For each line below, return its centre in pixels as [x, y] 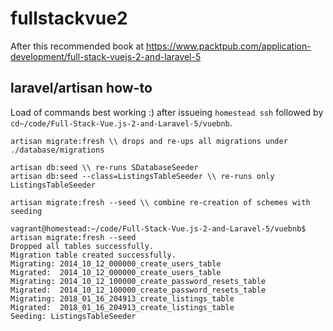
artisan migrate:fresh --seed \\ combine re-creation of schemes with [160, 202]
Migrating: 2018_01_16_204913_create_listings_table [122, 298]
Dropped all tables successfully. [82, 246]
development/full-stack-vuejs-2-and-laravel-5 [106, 56]
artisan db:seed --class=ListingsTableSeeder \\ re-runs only [142, 176]
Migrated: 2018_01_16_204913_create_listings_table [122, 307]
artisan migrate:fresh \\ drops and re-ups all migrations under [149, 141]
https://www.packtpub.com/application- [228, 46]
